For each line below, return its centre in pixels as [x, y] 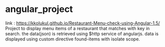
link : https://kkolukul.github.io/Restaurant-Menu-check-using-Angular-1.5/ [82, 23]
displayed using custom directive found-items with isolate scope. [73, 39]
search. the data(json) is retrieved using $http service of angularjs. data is [82, 33]
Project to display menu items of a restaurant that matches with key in [77, 28]
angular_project [39, 9]
